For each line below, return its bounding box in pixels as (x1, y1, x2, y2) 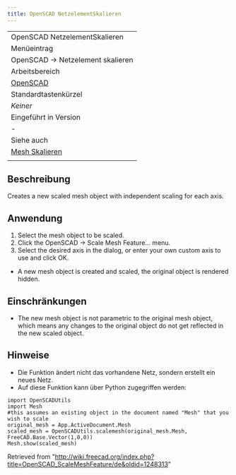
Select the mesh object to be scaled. (17, 231, 125, 240)
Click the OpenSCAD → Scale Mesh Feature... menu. (17, 239, 171, 247)
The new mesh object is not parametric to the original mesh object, (17, 314, 213, 323)
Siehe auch (11, 135, 48, 145)
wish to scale (7, 415, 49, 422)
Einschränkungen (7, 295, 87, 307)
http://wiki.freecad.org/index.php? (54, 452, 155, 461)
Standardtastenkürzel (11, 89, 83, 99)
